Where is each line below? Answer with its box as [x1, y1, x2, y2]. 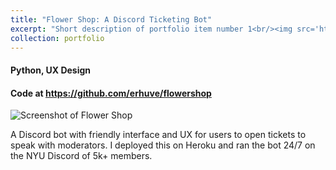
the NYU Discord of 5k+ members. [10, 150, 153, 162]
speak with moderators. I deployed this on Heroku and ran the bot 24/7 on [10, 139, 316, 151]
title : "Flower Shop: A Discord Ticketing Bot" [10, 14, 213, 25]
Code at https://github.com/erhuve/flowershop [10, 87, 212, 99]
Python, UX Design [10, 64, 92, 76]
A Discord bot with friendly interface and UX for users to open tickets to [10, 129, 307, 141]
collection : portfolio [10, 33, 105, 43]
